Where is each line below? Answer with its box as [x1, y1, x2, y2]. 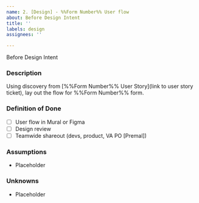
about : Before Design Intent [6, 15, 80, 21]
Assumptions [6, 148, 47, 156]
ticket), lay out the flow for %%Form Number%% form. [6, 89, 144, 96]
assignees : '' [6, 32, 43, 38]
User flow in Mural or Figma [15, 118, 85, 126]
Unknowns [6, 177, 39, 185]
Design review [15, 125, 52, 132]
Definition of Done [6, 104, 61, 113]
